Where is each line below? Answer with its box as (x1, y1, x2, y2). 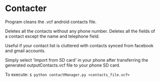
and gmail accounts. (5, 48, 46, 54)
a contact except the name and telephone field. (5, 33, 100, 39)
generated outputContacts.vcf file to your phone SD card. (5, 62, 121, 68)
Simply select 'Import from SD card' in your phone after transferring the (5, 57, 148, 63)
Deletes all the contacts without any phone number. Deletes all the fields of (5, 28, 156, 34)
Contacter (5, 3, 47, 14)
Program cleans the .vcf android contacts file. (5, 19, 97, 25)
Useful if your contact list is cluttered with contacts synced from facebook (5, 42, 154, 48)
